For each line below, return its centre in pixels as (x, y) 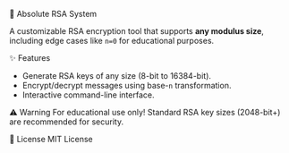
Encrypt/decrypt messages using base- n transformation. (127, 85)
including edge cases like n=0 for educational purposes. (112, 41)
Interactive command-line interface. (88, 95)
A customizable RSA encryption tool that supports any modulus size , (136, 31)
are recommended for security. (66, 122)
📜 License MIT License (51, 139)
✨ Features (30, 58)
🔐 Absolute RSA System (53, 14)
